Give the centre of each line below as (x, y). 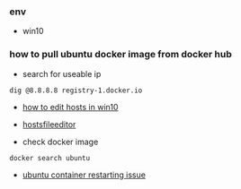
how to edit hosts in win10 (70, 107)
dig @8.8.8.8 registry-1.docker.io (76, 90)
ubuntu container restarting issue (84, 175)
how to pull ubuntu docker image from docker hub (120, 55)
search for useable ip (62, 73)
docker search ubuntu (50, 158)
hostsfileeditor (49, 124)
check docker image (60, 142)
